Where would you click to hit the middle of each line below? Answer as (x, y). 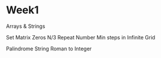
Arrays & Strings (26, 26)
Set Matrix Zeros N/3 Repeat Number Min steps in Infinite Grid (81, 37)
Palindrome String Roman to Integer (49, 48)
